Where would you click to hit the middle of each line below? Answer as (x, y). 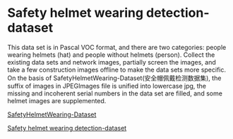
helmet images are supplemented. (57, 100)
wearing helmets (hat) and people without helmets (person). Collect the (111, 55)
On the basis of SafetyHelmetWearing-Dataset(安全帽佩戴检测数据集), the (114, 78)
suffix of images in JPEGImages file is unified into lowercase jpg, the (107, 86)
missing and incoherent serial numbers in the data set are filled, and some (115, 93)
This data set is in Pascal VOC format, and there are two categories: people (117, 47)
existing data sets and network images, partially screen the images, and (112, 62)
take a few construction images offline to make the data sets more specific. (117, 69)
